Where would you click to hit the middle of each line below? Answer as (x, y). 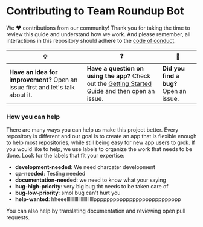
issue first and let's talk (42, 87)
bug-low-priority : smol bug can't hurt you (68, 193)
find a (171, 75)
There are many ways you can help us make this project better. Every (92, 130)
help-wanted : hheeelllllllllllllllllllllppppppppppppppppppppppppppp (98, 199)
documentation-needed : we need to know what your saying (90, 180)
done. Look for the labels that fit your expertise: (66, 156)
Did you (174, 68)
